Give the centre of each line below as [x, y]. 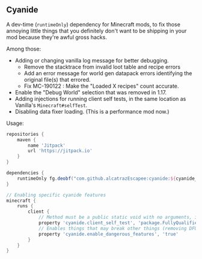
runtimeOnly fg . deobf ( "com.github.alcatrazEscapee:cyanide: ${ [96, 178]
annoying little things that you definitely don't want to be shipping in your [96, 31]
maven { [26, 140]
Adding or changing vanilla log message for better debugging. [92, 60]
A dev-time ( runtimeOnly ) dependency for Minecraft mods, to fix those [93, 24]
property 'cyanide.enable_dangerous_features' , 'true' [109, 234]
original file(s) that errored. [57, 79]
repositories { [25, 134]
